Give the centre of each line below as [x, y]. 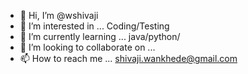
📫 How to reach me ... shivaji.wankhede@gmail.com [128, 58]
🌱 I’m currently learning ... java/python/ [100, 36]
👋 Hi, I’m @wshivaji [59, 15]
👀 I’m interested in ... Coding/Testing [94, 26]
